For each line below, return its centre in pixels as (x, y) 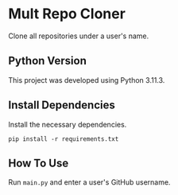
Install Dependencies (62, 105)
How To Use (39, 163)
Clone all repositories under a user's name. (79, 36)
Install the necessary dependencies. (68, 124)
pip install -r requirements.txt (64, 139)
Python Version (48, 61)
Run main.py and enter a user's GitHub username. (89, 182)
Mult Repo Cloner (67, 14)
